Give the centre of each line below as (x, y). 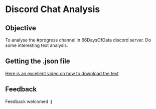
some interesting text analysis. (37, 45)
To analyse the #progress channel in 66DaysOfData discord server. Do (78, 40)
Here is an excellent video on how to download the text (62, 73)
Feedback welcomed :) (29, 101)
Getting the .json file (38, 61)
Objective (21, 28)
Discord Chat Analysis (53, 9)
